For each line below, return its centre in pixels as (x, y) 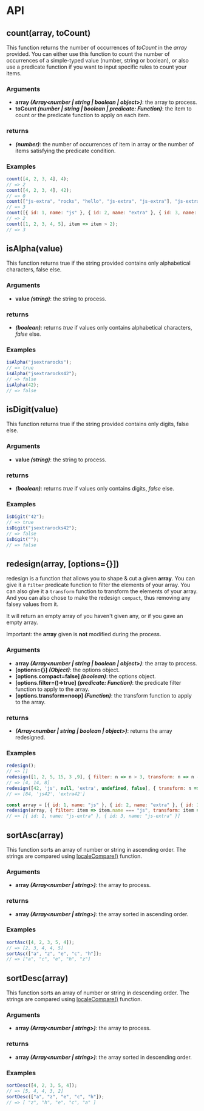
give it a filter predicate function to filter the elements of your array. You (98, 585)
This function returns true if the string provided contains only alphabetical (99, 263)
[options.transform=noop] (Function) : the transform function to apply (104, 695)
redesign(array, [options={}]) (63, 564)
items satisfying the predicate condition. (65, 151)
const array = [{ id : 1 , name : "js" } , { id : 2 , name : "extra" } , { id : (100, 805)
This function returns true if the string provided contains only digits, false (98, 424)
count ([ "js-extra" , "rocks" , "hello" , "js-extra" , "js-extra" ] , (89, 202)
